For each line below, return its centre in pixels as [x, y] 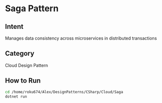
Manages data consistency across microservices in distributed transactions [81, 38]
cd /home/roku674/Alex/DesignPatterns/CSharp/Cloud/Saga [64, 92]
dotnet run [16, 96]
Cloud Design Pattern [27, 65]
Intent [14, 27]
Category [20, 53]
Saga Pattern [32, 9]
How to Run [23, 81]
